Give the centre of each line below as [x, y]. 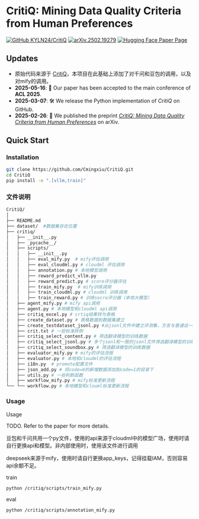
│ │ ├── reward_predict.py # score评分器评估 [66, 281]
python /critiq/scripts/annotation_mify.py [61, 510]
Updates [22, 58]
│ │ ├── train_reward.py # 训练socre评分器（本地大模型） [79, 298]
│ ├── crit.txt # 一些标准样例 [45, 331]
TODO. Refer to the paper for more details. [58, 426]
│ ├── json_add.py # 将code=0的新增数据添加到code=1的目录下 [80, 370]
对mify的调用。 [33, 81]
